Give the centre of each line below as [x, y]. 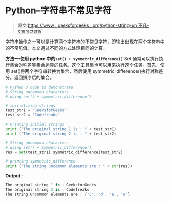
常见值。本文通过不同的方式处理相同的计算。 [60, 48]
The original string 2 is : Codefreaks [47, 190]
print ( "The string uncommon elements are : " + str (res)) [69, 166]
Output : [14, 176]
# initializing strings [30, 106]
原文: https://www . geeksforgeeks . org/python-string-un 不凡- [83, 25]
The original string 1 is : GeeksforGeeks [51, 185]
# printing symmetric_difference [40, 161]
